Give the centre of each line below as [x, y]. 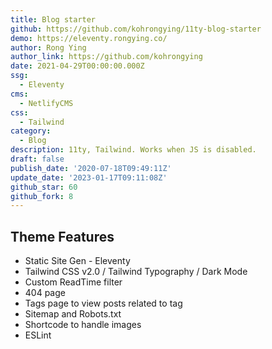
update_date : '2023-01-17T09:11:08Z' [89, 177]
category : [31, 131]
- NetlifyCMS [46, 103]
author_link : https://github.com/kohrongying [106, 57]
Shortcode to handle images [83, 325]
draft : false [37, 159]
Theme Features [62, 236]
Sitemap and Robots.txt [73, 314]
